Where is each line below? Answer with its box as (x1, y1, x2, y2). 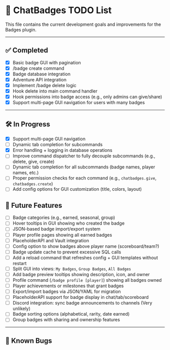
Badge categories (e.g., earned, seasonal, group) (12, 214, 115, 221)
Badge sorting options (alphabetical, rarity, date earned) (12, 311, 130, 317)
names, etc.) (12, 169, 39, 176)
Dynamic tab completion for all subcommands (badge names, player (12, 164, 155, 170)
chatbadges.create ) (12, 181, 53, 187)
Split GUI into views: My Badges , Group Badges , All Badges (12, 266, 132, 272)
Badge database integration (12, 71, 71, 77)
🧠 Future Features (5, 201, 62, 209)
